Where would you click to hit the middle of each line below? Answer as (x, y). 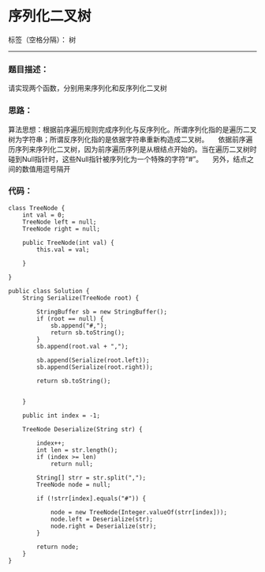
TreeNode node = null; (74, 484)
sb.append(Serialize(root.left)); (93, 360)
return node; (58, 547)
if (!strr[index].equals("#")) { (91, 499)
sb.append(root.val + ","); (82, 346)
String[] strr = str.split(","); (91, 478)
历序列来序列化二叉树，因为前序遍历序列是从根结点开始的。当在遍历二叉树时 (132, 149)
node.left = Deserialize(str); (102, 519)
